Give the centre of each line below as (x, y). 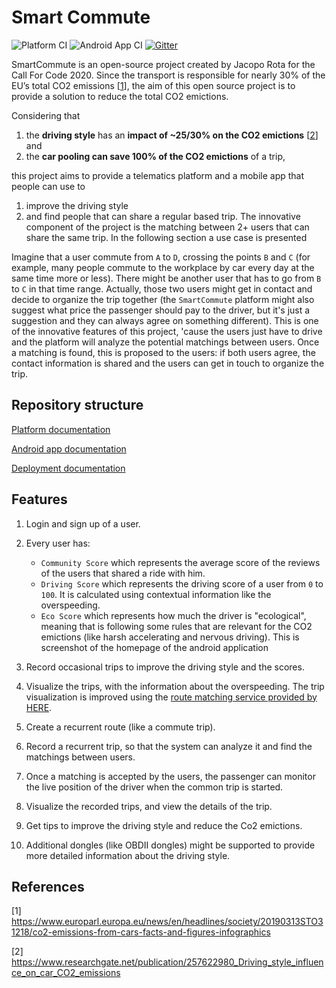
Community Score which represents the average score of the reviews (180, 562)
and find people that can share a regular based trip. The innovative (163, 216)
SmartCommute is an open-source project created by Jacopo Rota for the (163, 64)
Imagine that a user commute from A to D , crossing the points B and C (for (161, 257)
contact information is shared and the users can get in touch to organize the (168, 363)
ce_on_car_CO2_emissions (66, 973)
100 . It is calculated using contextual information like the (156, 594)
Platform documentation (61, 429)
